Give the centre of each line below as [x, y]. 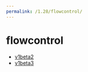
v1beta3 [24, 63]
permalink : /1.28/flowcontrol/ [44, 11]
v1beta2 [24, 57]
